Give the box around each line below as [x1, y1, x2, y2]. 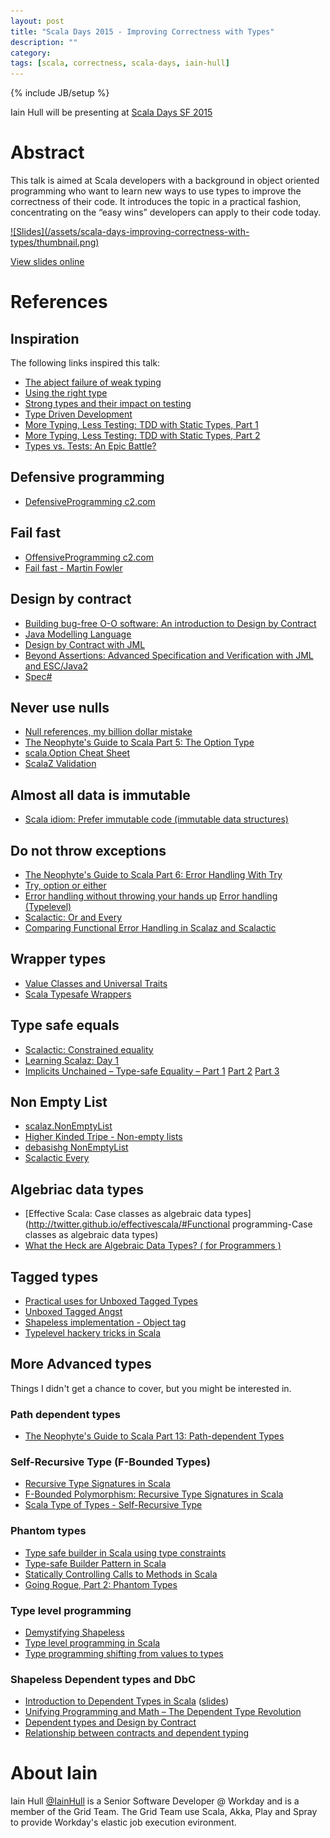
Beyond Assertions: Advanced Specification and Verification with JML [24, 649, 314, 661]
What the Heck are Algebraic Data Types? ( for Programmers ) [24, 1240, 282, 1252]
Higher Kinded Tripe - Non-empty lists [24, 1131, 183, 1143]
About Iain [10, 1762, 98, 1785]
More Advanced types [10, 1356, 152, 1373]
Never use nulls [10, 699, 110, 716]
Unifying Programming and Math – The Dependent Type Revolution [24, 1706, 302, 1718]
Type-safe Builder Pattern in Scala [24, 1557, 167, 1569]
